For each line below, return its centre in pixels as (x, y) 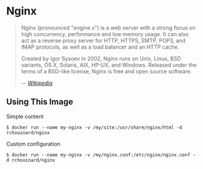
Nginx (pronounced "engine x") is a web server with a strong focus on (108, 28)
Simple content (25, 116)
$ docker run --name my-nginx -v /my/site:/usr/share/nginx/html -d (94, 128)
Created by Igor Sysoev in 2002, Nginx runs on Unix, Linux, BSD (101, 58)
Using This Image (40, 102)
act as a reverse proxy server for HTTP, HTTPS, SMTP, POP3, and (103, 40)
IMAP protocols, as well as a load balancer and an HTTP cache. (100, 47)
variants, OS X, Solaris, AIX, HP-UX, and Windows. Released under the (109, 65)
